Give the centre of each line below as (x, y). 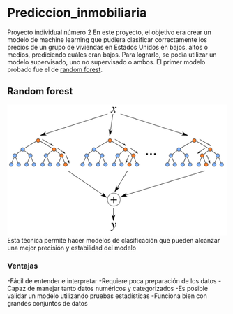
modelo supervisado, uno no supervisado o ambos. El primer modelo (106, 62)
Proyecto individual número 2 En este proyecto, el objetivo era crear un (109, 32)
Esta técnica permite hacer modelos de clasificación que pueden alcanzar (114, 241)
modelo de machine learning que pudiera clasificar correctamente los (107, 39)
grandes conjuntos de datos (48, 304)
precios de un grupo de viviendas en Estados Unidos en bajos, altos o (107, 47)
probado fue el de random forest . (55, 69)
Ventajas (23, 266)
